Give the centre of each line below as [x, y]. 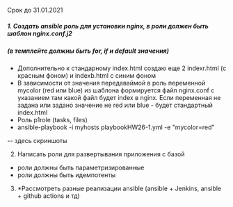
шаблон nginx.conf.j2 [40, 33]
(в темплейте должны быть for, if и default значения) [88, 51]
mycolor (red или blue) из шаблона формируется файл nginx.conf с [116, 90]
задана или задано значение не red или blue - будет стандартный [115, 105]
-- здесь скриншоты [37, 141]
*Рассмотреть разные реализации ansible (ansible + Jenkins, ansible [119, 189]
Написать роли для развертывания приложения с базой [101, 154]
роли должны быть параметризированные [81, 168]
